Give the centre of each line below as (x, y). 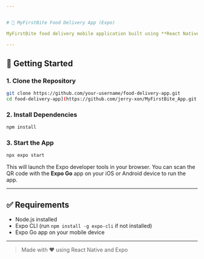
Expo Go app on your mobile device (60, 232)
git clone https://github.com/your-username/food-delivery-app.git (93, 94)
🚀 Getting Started (40, 64)
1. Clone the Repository (41, 81)
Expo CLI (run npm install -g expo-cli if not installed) (83, 226)
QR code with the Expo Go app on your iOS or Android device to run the (96, 173)
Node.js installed (36, 219)
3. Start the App (30, 143)
